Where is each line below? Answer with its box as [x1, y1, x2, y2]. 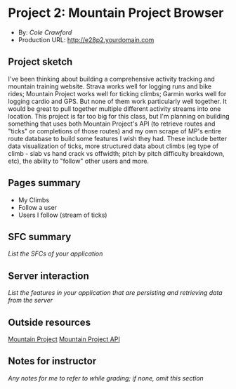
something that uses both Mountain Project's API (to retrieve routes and [8, 119, 216, 128]
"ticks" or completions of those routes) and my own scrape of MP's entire [8, 126, 222, 135]
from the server [8, 296, 53, 305]
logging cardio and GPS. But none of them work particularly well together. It [8, 97, 227, 105]
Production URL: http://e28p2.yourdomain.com [18, 35, 155, 44]
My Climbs [18, 195, 50, 204]
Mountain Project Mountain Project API [8, 335, 120, 343]
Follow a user [18, 203, 58, 211]
